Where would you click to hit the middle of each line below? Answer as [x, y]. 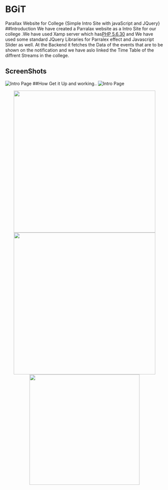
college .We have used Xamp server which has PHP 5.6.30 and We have [79, 34]
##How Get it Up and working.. [65, 83]
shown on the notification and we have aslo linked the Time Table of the [80, 50]
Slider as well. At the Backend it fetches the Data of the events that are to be [84, 44]
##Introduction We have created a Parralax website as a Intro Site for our [81, 28]
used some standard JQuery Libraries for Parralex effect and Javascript [80, 39]
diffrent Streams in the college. [37, 55]
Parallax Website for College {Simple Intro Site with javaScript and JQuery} [82, 23]
